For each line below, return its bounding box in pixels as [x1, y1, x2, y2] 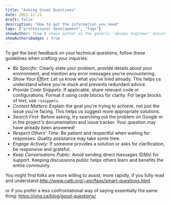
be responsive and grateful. [12, 146, 71, 152]
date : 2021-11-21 [5, 12, 42, 17]
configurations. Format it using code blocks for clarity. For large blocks [12, 92, 161, 98]
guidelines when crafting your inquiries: [5, 55, 88, 61]
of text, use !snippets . [12, 97, 60, 103]
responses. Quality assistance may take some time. [12, 135, 121, 141]
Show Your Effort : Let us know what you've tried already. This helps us [12, 76, 161, 82]
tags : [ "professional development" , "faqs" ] [5, 26, 101, 32]
